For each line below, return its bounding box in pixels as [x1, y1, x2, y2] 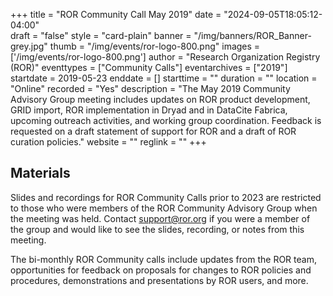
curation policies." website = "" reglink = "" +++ [10, 136, 207, 148]
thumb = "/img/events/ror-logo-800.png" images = [49, 40, 261, 52]
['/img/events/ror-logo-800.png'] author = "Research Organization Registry [10, 51, 321, 63]
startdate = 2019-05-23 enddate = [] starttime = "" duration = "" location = [10, 72, 318, 84]
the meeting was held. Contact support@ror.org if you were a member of [10, 212, 311, 224]
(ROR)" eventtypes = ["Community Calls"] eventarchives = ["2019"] [10, 62, 288, 73]
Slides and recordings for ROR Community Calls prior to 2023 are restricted [10, 191, 322, 203]
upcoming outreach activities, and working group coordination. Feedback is [10, 115, 322, 126]
